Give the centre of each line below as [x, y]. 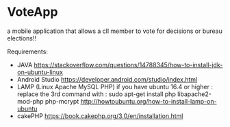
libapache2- [194, 94]
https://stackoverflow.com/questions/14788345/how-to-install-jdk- [128, 65]
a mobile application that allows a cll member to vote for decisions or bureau [115, 31]
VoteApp [33, 12]
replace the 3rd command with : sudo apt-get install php [96, 94]
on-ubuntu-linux [40, 72]
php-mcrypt [62, 101]
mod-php [30, 101]
